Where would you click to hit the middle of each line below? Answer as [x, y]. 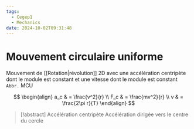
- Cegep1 [22, 17]
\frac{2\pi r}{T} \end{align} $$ [98, 103]
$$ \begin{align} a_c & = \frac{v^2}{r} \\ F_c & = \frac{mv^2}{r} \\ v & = [98, 97]
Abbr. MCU [20, 86]
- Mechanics [26, 22]
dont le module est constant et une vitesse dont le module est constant [92, 79]
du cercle [32, 121]
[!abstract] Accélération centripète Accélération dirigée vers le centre [104, 114]
